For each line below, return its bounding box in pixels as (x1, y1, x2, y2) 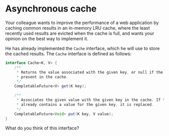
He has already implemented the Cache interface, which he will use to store (5, 45, 160, 51)
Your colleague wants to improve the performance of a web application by (5, 20, 159, 26)
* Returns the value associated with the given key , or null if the (16, 70, 163, 75)
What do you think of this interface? (5, 125, 79, 131)
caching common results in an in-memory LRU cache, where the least (5, 25, 150, 31)
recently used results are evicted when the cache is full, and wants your (5, 30, 154, 36)
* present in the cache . (16, 74, 69, 79)
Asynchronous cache (5, 3, 97, 15)
